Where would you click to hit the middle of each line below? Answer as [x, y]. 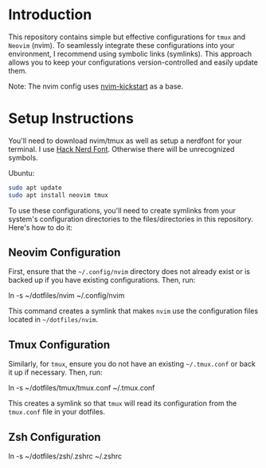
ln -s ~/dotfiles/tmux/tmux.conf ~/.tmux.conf [82, 388]
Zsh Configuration [55, 437]
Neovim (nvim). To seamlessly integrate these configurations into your [121, 45]
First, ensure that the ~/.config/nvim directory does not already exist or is [129, 272]
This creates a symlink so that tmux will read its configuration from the [123, 403]
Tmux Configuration [59, 345]
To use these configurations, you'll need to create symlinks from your [122, 210]
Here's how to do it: [41, 227]
